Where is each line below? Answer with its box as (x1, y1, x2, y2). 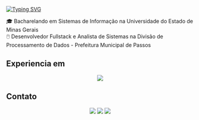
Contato (6, 91, 37, 101)
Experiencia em (6, 59, 66, 69)
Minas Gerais (6, 26, 39, 33)
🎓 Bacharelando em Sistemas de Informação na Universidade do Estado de (6, 18, 194, 24)
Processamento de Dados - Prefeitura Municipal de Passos (6, 42, 151, 48)
